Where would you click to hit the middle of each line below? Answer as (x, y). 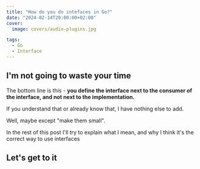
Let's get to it (32, 158)
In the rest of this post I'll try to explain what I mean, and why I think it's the (100, 132)
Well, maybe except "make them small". (56, 120)
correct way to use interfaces (43, 139)
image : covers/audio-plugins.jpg (54, 29)
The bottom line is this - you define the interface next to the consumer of (99, 90)
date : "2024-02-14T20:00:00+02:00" (51, 18)
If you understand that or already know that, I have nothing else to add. (95, 109)
